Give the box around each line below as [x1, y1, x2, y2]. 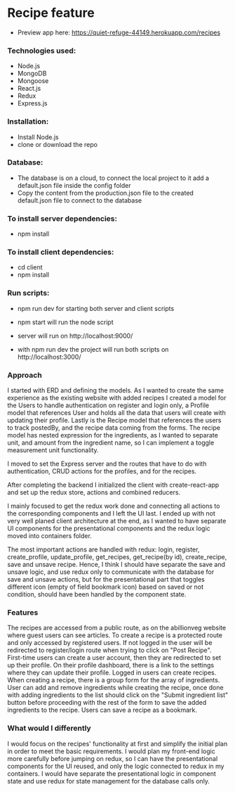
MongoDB [17, 69, 47, 78]
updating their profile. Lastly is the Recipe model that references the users [7, 416, 222, 425]
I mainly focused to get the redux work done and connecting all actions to [7, 502, 220, 511]
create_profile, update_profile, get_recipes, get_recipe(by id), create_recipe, [7, 553, 227, 561]
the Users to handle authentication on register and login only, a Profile [7, 401, 209, 409]
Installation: [7, 117, 49, 127]
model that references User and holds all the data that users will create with [7, 409, 226, 417]
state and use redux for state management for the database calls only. [7, 777, 210, 785]
